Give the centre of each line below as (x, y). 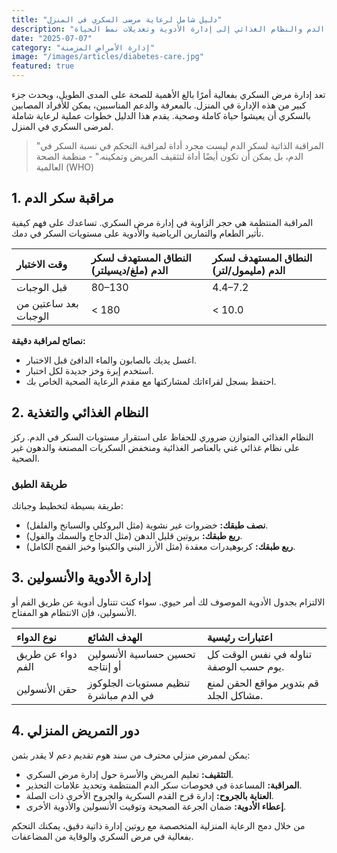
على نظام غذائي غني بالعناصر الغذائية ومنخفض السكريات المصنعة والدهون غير (156, 447)
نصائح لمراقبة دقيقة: (48, 340)
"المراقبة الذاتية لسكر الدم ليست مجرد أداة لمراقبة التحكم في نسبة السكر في (179, 145)
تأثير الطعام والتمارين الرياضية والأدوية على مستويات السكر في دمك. (137, 233)
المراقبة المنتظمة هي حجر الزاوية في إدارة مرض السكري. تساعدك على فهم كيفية (162, 222)
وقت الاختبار (42, 264)
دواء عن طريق (47, 654)
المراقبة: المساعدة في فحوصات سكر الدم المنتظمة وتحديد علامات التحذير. (164, 785)
